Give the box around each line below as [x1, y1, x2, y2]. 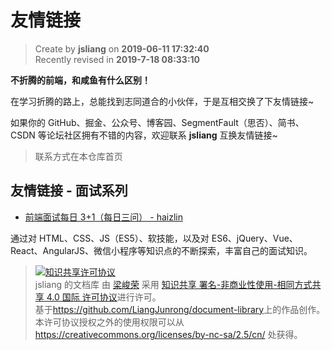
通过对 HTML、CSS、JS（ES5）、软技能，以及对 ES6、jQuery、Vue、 [10, 232, 298, 244]
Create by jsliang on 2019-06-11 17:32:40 [34, 42, 210, 55]
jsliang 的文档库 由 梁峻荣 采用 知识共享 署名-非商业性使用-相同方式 [34, 278, 313, 290]
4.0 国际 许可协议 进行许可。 [46, 291, 162, 303]
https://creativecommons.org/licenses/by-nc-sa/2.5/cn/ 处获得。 [34, 328, 303, 340]
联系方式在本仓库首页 [34, 150, 123, 162]
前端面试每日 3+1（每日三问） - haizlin [24, 211, 183, 223]
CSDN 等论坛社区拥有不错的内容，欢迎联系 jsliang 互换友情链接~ [10, 129, 278, 141]
